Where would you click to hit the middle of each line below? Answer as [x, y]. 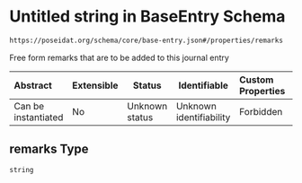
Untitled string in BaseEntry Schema [147, 17]
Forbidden [261, 111]
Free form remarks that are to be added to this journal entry [119, 57]
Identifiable [204, 85]
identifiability [203, 117]
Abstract [33, 85]
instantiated [39, 117]
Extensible [95, 85]
